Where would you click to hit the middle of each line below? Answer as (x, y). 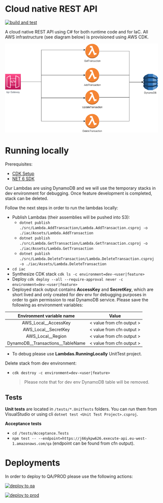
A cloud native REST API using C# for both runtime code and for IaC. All (77, 32)
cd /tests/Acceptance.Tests (40, 433)
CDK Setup (23, 174)
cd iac (19, 269)
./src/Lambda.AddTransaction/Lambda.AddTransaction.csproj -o (83, 228)
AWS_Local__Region (46, 336)
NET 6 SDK (23, 179)
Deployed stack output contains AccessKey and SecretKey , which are (83, 289)
